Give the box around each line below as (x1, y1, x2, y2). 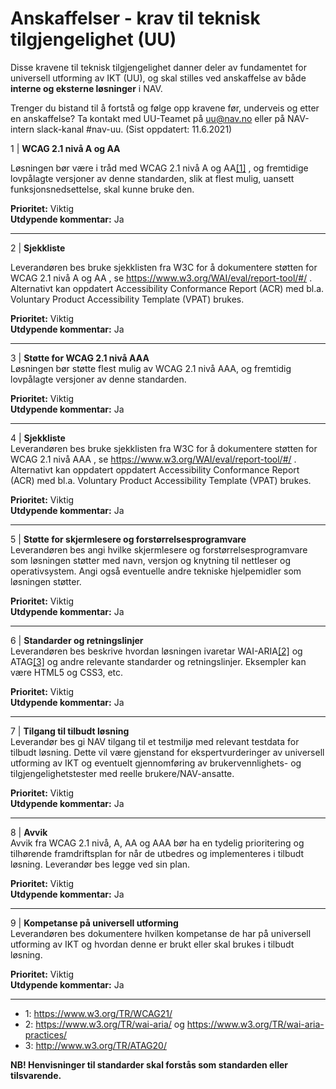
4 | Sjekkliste (10, 432, 66, 444)
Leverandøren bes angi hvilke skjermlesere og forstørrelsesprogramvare (10, 543, 308, 556)
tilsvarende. (10, 1069, 62, 1081)
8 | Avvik (10, 826, 48, 838)
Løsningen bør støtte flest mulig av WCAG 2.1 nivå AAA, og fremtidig (10, 362, 292, 374)
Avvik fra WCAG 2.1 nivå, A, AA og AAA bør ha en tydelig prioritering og (10, 837, 305, 849)
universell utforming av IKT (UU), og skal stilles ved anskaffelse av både (10, 72, 307, 84)
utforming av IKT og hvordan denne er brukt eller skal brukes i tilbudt (10, 938, 295, 950)
